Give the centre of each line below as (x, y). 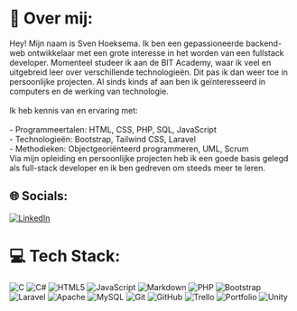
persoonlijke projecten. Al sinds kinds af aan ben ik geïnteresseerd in (138, 81)
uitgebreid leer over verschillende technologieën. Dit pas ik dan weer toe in (149, 72)
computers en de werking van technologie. (89, 91)
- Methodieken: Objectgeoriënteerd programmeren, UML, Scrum (129, 149)
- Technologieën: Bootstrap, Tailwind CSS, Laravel (103, 139)
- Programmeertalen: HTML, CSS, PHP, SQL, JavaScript (113, 129)
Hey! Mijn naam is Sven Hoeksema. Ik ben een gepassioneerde (127, 43)
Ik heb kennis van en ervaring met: (74, 110)
